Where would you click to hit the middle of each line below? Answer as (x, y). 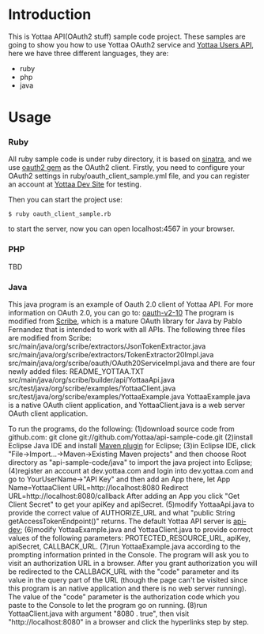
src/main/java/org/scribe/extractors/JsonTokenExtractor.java (107, 346)
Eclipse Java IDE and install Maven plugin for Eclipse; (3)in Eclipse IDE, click (132, 446)
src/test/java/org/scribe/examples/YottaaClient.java (92, 388)
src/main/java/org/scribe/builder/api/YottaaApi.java (92, 380)
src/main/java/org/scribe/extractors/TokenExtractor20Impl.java (111, 355)
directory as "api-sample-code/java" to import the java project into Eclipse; (130, 462)
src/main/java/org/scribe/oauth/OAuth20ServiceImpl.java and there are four (132, 363)
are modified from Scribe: (50, 338)
